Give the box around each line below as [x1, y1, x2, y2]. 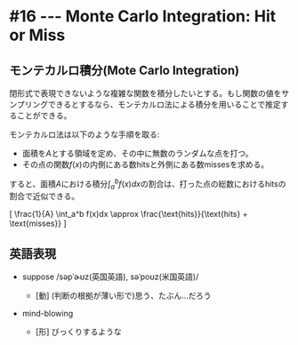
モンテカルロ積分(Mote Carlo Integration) [9, 62, 240, 77]
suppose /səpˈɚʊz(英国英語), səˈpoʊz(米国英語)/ [21, 271, 199, 282]
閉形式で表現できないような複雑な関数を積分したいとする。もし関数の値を [9, 88, 282, 99]
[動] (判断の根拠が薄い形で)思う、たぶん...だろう [35, 291, 212, 301]
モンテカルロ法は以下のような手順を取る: [9, 129, 160, 140]
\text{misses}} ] [9, 218, 67, 229]
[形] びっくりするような [35, 326, 122, 337]
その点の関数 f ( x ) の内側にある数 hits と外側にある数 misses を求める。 [21, 159, 270, 170]
